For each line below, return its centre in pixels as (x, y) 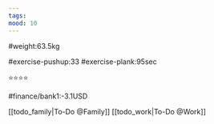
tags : (17, 16)
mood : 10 (23, 23)
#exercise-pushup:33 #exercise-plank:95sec (83, 62)
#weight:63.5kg (34, 46)
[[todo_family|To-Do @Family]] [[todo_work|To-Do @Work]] (107, 111)
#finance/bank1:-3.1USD (48, 96)
